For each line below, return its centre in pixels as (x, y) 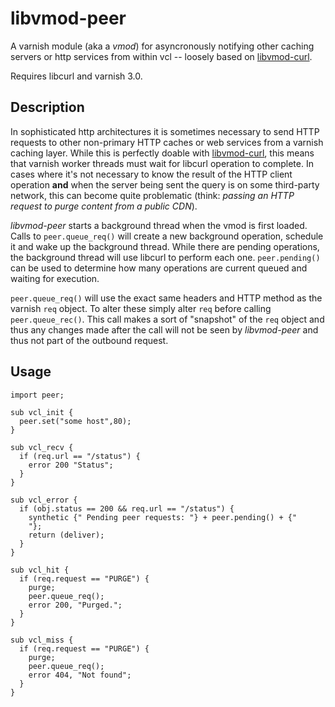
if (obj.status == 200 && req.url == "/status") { (127, 508)
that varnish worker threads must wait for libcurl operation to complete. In (162, 163)
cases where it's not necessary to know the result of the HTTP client (151, 174)
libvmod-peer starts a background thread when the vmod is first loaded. (159, 225)
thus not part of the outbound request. (89, 340)
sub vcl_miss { (42, 640)
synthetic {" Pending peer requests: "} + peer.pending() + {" (163, 517)
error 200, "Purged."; (75, 605)
